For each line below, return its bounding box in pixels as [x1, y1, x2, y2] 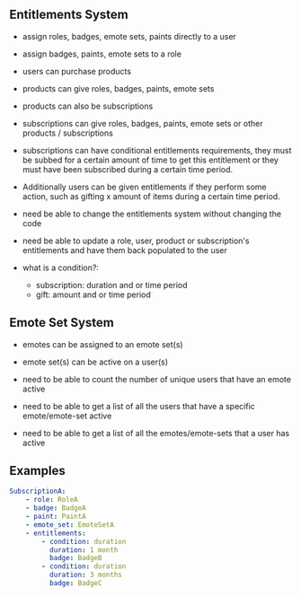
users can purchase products [22, 66, 132, 76]
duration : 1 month [49, 545, 119, 555]
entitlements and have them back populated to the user [22, 244, 227, 255]
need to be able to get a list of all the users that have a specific [22, 400, 256, 411]
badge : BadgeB [49, 554, 102, 563]
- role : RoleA [25, 496, 78, 505]
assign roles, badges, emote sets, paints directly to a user [22, 31, 236, 41]
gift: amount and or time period [35, 289, 151, 300]
